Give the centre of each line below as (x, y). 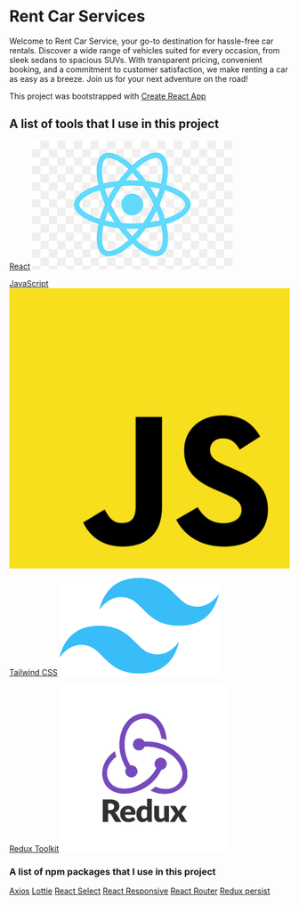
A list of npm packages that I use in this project (113, 871)
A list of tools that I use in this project (114, 124)
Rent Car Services (77, 16)
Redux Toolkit (34, 848)
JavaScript (29, 283)
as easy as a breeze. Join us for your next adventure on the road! (129, 78)
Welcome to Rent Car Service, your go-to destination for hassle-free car (141, 41)
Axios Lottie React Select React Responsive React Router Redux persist (140, 891)
